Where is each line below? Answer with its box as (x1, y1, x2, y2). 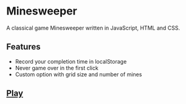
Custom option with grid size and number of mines (15, 71, 142, 78)
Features (6, 42, 41, 52)
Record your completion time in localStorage (15, 57, 127, 65)
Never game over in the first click (15, 64, 98, 71)
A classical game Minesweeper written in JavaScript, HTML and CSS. (6, 24, 181, 31)
